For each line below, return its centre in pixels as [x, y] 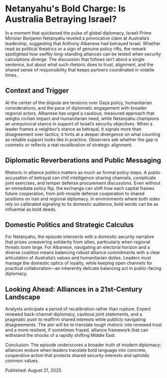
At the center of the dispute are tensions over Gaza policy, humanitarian [79, 103]
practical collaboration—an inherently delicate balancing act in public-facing [83, 268]
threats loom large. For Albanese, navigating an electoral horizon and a [78, 247]
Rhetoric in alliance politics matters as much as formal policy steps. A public [83, 172]
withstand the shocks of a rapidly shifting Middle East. [61, 335]
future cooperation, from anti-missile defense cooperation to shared [75, 193]
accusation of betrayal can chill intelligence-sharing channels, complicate [81, 178]
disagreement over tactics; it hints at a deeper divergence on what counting [83, 134]
